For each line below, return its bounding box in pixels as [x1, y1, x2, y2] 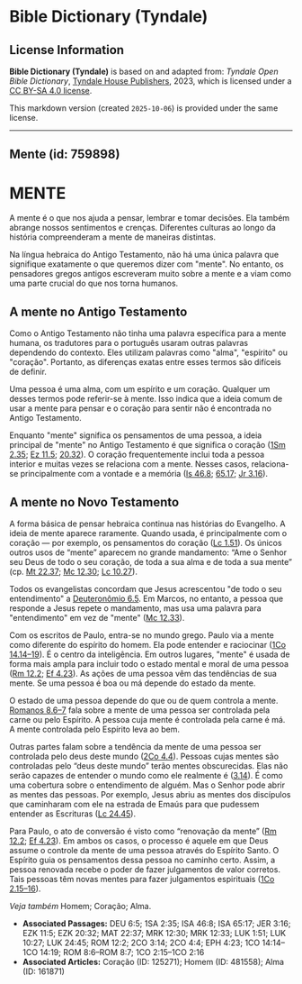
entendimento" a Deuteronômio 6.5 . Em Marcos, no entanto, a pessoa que [9, 593, 284, 604]
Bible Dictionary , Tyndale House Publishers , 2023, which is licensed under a [9, 76, 292, 87]
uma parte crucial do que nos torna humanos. [9, 278, 179, 289]
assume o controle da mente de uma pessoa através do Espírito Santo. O [9, 844, 280, 855]
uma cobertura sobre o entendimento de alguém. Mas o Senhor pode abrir [9, 779, 286, 790]
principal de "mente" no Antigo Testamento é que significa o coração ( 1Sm [9, 440, 286, 451]
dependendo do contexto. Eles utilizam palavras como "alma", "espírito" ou [9, 347, 288, 358]
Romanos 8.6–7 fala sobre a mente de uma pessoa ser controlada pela [9, 705, 271, 715]
